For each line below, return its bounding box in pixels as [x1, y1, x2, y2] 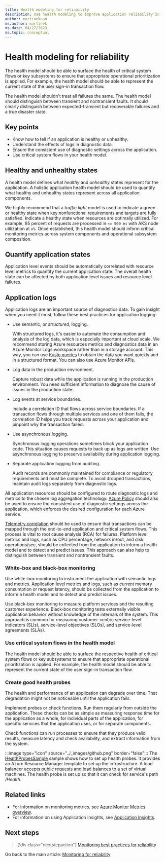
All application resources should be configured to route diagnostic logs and [5, 490, 158, 496]
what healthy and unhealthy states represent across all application [5, 189, 140, 195]
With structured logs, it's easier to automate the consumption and [12, 331, 146, 337]
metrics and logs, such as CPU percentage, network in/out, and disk [5, 536, 144, 543]
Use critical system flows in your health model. [12, 151, 107, 158]
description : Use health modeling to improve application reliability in [5, 12, 160, 17]
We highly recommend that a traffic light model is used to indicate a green [5, 204, 156, 210]
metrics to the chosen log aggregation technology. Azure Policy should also [5, 495, 159, 501]
